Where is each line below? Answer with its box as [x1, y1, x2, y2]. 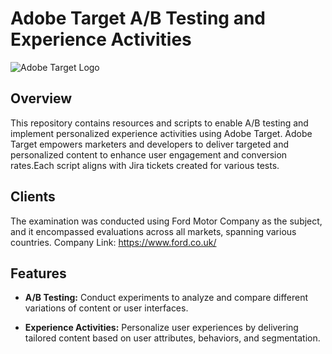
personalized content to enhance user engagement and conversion [10, 148, 288, 161]
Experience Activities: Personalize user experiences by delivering [24, 322, 299, 334]
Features [10, 265, 67, 282]
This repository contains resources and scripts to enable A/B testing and [10, 117, 309, 129]
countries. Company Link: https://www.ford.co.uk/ [10, 236, 217, 248]
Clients [10, 188, 56, 206]
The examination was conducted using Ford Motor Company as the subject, [10, 215, 323, 227]
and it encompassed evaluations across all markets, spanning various [10, 225, 297, 237]
